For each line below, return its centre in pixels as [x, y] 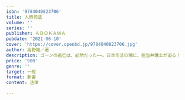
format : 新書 [21, 77]
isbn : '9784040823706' [34, 11]
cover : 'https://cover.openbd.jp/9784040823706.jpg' [72, 45]
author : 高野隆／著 [28, 50]
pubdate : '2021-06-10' [34, 39]
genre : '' [18, 66]
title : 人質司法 [24, 17]
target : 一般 [21, 72]
